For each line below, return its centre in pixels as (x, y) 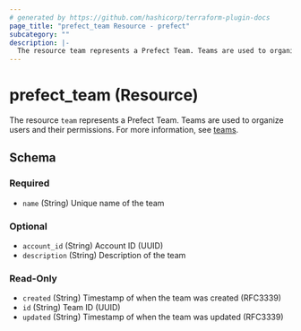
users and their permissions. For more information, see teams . (124, 130)
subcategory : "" (39, 34)
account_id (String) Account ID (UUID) (93, 246)
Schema (33, 158)
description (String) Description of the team (104, 256)
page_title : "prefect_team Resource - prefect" (100, 26)
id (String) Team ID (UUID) (71, 308)
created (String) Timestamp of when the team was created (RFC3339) (152, 298)
